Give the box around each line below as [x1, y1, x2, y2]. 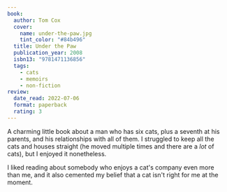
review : [7, 88, 30, 95]
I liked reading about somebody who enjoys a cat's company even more [7, 163, 214, 172]
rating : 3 [13, 108, 42, 115]
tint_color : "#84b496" [20, 36, 86, 43]
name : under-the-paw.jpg [20, 29, 92, 37]
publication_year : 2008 [13, 50, 82, 57]
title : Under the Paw [13, 43, 77, 50]
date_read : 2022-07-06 [13, 95, 80, 102]
